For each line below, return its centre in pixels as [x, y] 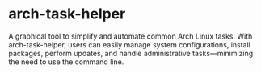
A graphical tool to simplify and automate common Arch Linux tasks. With [130, 36]
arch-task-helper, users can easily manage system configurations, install [129, 44]
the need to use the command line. [66, 62]
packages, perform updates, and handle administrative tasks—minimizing [131, 53]
